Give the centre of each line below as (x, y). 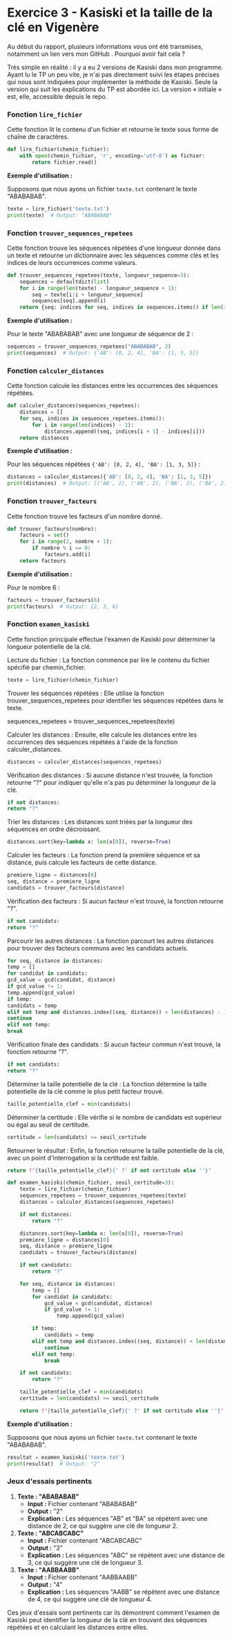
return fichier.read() (65, 162)
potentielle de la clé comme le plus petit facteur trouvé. (86, 1091)
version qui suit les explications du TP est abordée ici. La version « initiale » (115, 89)
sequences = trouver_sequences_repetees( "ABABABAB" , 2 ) (89, 347)
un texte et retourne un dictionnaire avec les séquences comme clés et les (113, 255)
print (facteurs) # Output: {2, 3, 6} (63, 606)
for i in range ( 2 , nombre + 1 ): (66, 542)
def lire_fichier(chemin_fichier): (58, 150)
